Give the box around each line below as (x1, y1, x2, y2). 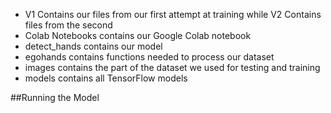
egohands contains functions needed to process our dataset (24, 51, 275, 63)
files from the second (24, 19, 113, 31)
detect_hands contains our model (24, 40, 163, 52)
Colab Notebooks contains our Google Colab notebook (24, 30, 252, 41)
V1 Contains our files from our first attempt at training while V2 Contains (24, 9, 322, 20)
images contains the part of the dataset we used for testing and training (24, 62, 321, 73)
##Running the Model (10, 92, 100, 103)
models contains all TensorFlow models (24, 72, 188, 84)
